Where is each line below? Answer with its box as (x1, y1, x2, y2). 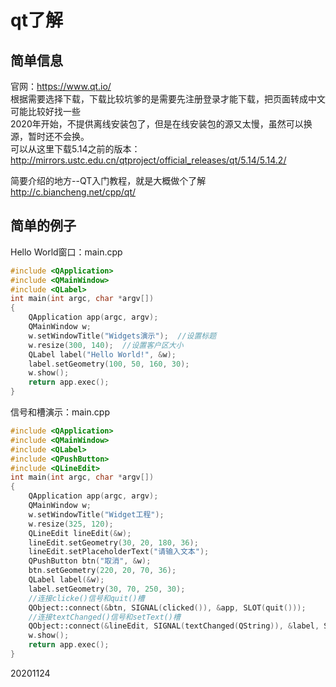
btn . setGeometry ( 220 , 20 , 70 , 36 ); (28, 566, 177, 576)
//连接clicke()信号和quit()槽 (28, 593, 145, 603)
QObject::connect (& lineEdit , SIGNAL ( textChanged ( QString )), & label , (28, 621, 320, 631)
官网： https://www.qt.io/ (10, 81, 112, 92)
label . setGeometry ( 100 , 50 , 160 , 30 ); (28, 359, 190, 369)
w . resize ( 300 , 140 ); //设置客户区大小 (28, 340, 184, 350)
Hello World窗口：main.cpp (10, 246, 123, 258)
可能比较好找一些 (10, 106, 81, 117)
